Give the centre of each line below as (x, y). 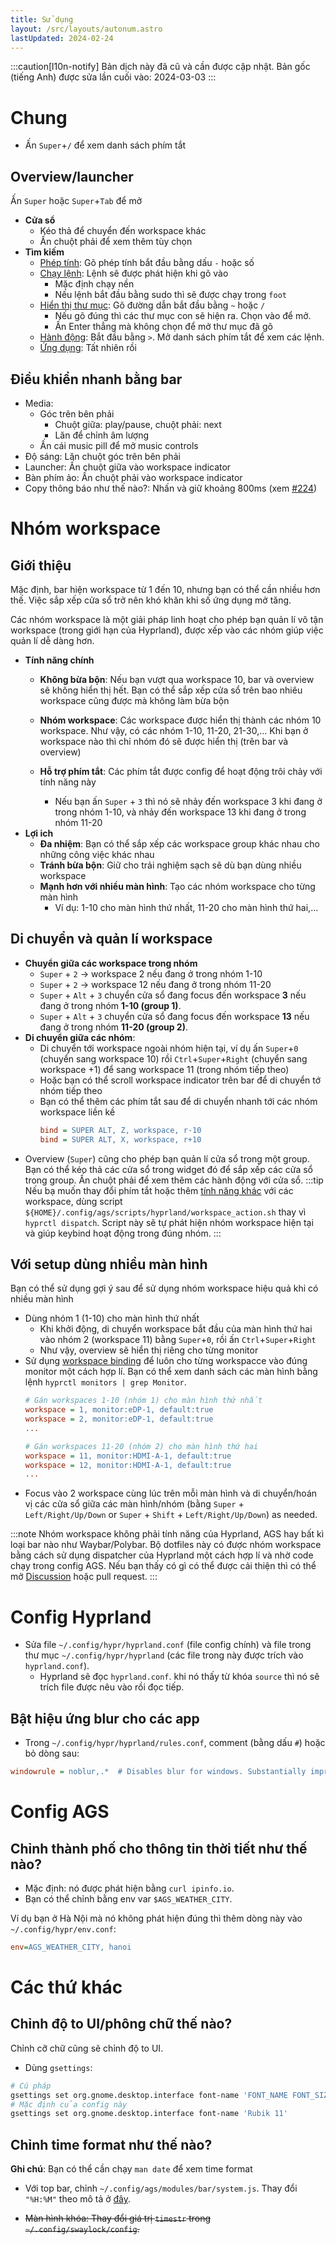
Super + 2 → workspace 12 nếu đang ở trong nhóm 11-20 (155, 984)
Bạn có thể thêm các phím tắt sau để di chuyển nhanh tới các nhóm (178, 1101)
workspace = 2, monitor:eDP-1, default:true (119, 1419)
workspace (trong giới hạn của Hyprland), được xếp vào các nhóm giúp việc (167, 630)
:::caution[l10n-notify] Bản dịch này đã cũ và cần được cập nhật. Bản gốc (160, 67)
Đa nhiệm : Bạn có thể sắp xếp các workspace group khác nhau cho (179, 843)
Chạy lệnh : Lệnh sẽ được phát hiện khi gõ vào (134, 273)
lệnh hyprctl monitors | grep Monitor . (105, 1382)
